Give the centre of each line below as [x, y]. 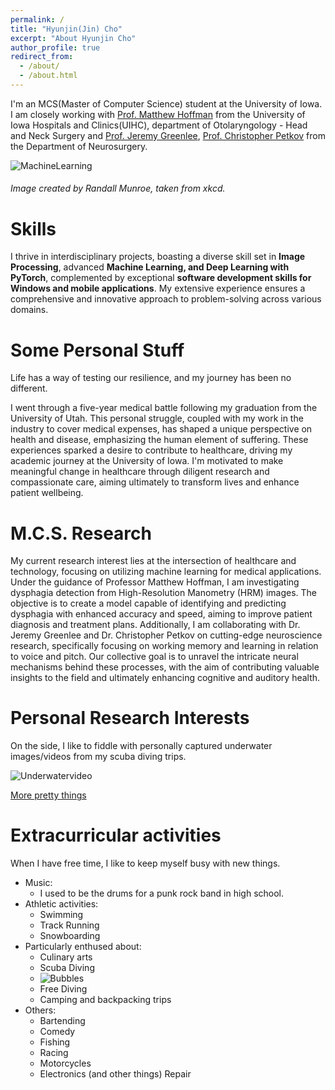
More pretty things [48, 795]
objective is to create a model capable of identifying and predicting [148, 603]
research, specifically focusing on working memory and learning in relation [164, 646]
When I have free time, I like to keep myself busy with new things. [145, 863]
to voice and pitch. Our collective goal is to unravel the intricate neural [154, 657]
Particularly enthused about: [83, 947]
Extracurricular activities [116, 835]
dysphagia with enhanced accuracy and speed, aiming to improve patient [161, 614]
